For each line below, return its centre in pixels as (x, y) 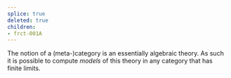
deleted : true (28, 20)
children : (22, 27)
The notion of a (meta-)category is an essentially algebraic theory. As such (116, 53)
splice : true (26, 14)
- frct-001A (25, 33)
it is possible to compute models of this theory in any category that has (110, 61)
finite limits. (24, 68)
